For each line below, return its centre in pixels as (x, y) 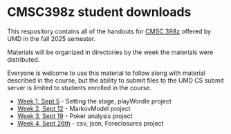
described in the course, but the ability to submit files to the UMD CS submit (115, 80)
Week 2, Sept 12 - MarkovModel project (74, 108)
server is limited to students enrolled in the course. (80, 87)
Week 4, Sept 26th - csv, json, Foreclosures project (90, 123)
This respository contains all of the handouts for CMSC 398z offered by (109, 31)
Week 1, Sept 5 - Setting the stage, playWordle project (94, 101)
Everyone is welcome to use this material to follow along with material (107, 73)
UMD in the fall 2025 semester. (51, 38)
